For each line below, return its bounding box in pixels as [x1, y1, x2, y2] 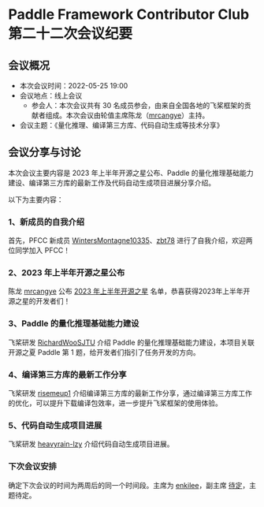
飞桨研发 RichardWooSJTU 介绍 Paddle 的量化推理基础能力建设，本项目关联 [8, 337, 255, 347]
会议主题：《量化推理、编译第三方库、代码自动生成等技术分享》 [19, 121, 224, 129]
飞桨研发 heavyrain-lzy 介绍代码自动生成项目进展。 [8, 439, 175, 449]
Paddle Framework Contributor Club [8, 6, 250, 24]
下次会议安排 [8, 461, 58, 472]
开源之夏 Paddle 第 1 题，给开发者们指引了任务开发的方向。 [8, 347, 200, 356]
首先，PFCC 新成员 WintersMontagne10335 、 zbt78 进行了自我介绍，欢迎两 [8, 236, 253, 245]
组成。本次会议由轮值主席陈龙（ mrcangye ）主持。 [45, 110, 210, 120]
